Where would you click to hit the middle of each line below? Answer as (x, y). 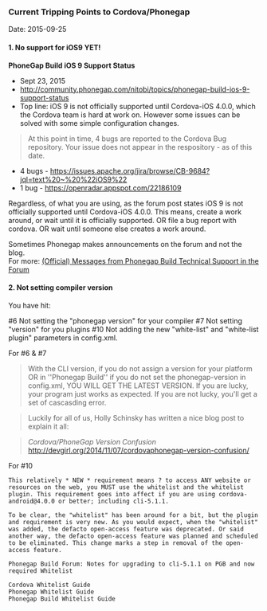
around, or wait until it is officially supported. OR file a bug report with (122, 220)
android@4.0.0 (32, 501)
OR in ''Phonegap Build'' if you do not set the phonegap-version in (137, 377)
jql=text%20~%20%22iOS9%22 (73, 179)
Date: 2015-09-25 (37, 29)
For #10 (21, 465)
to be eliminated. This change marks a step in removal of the (116, 543)
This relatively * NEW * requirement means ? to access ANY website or (130, 480)
